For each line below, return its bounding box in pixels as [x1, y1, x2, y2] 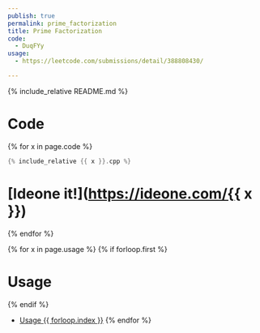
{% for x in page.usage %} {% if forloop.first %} [7, 244, 168, 254]
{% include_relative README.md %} [7, 86, 129, 96]
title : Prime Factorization [7, 27, 103, 35]
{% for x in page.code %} [7, 141, 93, 151]
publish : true [7, 11, 56, 20]
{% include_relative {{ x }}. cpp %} [7, 157, 131, 165]
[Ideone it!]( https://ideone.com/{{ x [7, 184, 253, 203]
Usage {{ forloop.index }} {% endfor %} [19, 315, 151, 325]
